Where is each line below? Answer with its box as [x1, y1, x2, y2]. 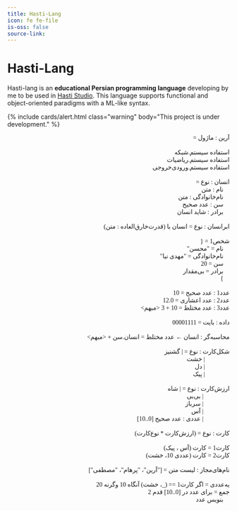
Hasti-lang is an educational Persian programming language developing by [7, 84, 229, 93]
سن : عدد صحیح [182, 201, 224, 208]
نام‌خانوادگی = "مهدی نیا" [159, 252, 224, 260]
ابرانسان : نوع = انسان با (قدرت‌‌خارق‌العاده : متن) [103, 223, 230, 230]
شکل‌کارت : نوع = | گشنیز [164, 348, 230, 356]
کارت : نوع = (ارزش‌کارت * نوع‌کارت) [134, 430, 230, 437]
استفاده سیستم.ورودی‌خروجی [152, 164, 230, 172]
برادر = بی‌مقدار [183, 268, 224, 276]
